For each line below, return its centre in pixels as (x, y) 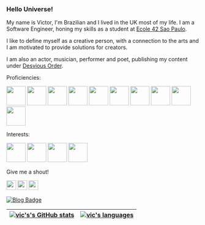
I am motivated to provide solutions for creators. (67, 47)
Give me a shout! (28, 172)
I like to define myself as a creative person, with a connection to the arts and (102, 41)
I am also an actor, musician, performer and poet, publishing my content (97, 59)
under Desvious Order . (35, 66)
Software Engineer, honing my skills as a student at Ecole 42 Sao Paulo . (97, 29)
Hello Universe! (30, 9)
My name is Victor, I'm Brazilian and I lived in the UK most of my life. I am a (100, 23)
